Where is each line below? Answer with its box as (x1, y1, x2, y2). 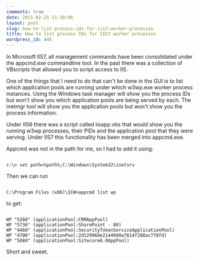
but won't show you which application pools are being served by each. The (6, 96, 191, 104)
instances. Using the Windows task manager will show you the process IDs (6, 90, 191, 97)
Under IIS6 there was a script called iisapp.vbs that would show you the (6, 121, 183, 128)
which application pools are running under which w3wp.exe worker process (6, 84, 193, 90)
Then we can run (6, 173, 48, 180)
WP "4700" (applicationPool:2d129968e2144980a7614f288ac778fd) (6, 232, 167, 238)
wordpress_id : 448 (6, 37, 52, 43)
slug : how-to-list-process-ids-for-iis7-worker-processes (6, 25, 154, 32)
